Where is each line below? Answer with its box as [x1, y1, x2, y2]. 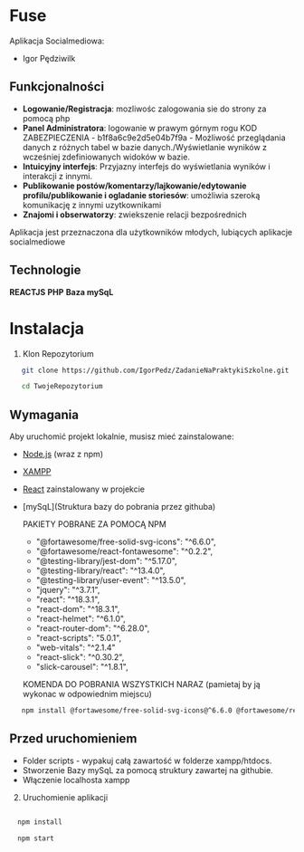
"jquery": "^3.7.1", [35, 585, 100, 596]
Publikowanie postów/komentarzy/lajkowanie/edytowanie [22, 180, 247, 191]
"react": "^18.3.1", [35, 594, 100, 605]
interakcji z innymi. [22, 170, 93, 181]
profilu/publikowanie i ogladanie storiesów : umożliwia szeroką [22, 189, 261, 200]
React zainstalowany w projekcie [22, 483, 146, 494]
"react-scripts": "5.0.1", [35, 633, 122, 644]
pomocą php [22, 112, 71, 123]
